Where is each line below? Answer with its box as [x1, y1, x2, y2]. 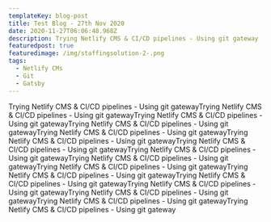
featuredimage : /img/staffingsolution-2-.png [8, 49, 164, 57]
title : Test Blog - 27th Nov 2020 [8, 19, 125, 27]
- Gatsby [15, 79, 45, 87]
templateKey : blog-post [8, 11, 89, 20]
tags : [8, 57, 27, 65]
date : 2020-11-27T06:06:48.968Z [8, 27, 117, 35]
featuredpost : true [8, 42, 74, 50]
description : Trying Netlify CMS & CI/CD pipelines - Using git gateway [8, 34, 259, 43]
